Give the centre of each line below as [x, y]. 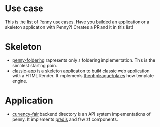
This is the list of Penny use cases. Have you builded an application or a [77, 22]
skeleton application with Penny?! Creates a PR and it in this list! [69, 27]
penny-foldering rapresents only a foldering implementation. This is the [83, 60]
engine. [20, 81]
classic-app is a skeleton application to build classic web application [81, 71]
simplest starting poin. [34, 65]
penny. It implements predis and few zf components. [65, 119]
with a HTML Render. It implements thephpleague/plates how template [83, 75]
